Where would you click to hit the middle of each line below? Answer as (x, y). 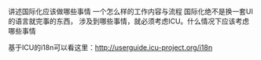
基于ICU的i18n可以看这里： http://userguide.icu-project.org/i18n (110, 48)
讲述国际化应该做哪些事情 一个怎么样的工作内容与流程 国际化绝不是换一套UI (131, 11)
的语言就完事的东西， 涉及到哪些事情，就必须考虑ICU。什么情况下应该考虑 (129, 21)
